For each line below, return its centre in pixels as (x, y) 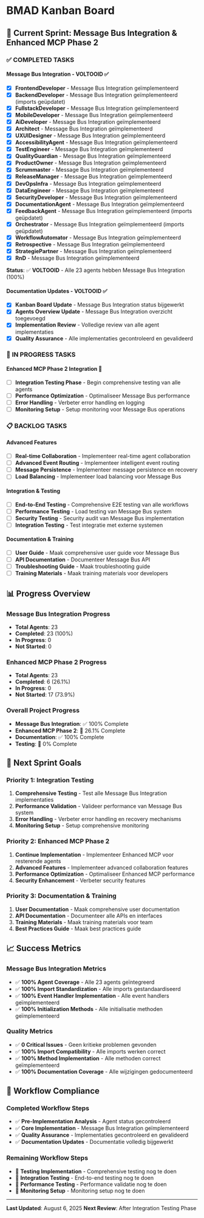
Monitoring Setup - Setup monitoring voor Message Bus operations (100, 409)
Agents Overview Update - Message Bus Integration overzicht (94, 312)
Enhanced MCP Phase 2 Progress (57, 662)
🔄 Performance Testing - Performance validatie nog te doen (91, 1184)
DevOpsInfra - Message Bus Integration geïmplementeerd (88, 183)
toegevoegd (30, 319)
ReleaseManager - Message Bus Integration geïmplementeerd (93, 177)
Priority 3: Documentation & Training (61, 896)
